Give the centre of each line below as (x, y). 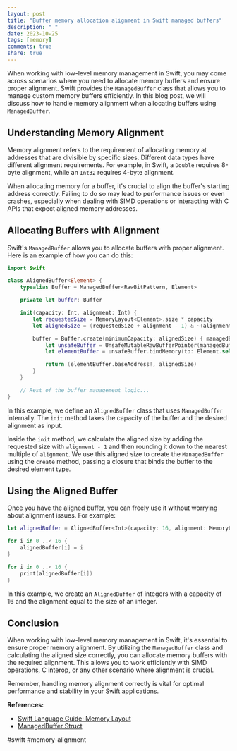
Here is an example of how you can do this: (70, 255)
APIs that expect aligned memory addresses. (72, 208)
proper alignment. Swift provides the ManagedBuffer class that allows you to (116, 88)
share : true (25, 54)
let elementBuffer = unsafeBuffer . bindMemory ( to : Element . (133, 352)
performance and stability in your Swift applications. (83, 691)
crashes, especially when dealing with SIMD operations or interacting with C (118, 201)
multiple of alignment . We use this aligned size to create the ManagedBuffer (115, 454)
